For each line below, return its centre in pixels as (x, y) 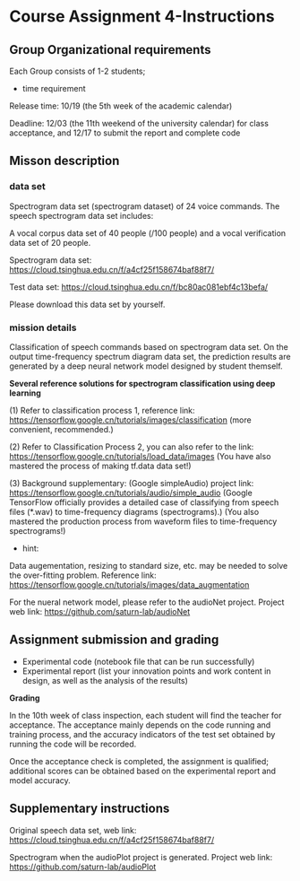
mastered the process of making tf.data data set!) (100, 466)
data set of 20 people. (50, 242)
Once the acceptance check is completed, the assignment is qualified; (139, 761)
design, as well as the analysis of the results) (105, 680)
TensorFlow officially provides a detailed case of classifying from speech (144, 502)
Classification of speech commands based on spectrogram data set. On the (149, 346)
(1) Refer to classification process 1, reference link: (102, 410)
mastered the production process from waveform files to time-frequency (143, 521)
